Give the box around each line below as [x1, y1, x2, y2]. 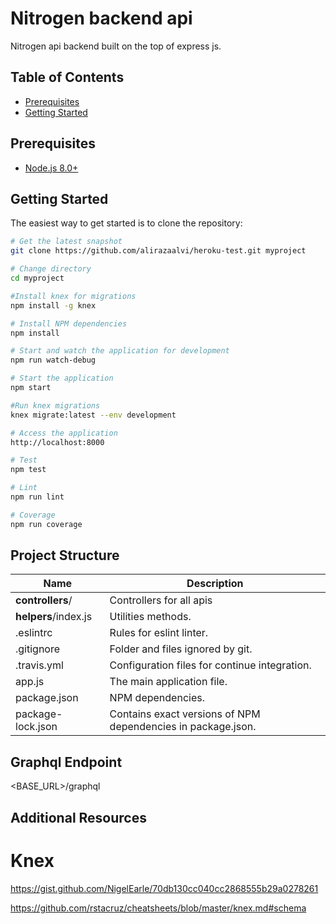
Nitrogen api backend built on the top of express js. [10, 40, 222, 52]
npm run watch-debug [10, 355, 97, 366]
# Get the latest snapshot [10, 237, 123, 247]
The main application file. [109, 675, 228, 689]
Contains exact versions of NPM [109, 707, 261, 721]
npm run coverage [10, 519, 83, 529]
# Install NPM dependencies [10, 318, 128, 329]
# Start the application [10, 373, 114, 384]
